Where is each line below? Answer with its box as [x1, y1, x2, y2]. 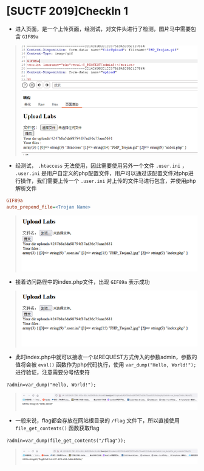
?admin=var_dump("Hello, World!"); [6, 382, 97, 388]
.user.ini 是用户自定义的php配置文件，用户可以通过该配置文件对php [15, 170, 189, 177]
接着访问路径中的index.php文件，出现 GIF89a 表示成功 [15, 278, 150, 286]
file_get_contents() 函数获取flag [15, 424, 100, 431]
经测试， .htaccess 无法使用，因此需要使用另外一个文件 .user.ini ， [15, 162, 188, 170]
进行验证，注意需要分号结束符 [15, 368, 90, 376]
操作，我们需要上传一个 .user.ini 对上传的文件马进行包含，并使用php [20, 177, 196, 185]
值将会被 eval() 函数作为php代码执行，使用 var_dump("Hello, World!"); [15, 360, 197, 368]
